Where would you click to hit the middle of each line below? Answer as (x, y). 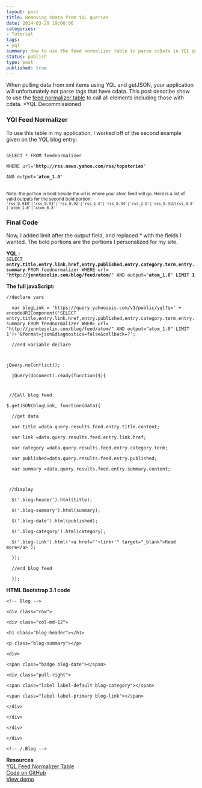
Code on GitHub (26, 772)
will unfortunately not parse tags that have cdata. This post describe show (98, 92)
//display (21, 489)
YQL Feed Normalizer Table (40, 766)
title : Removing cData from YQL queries (58, 17)
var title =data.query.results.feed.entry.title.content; (86, 427)
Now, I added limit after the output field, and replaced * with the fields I (94, 235)
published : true (26, 68)
